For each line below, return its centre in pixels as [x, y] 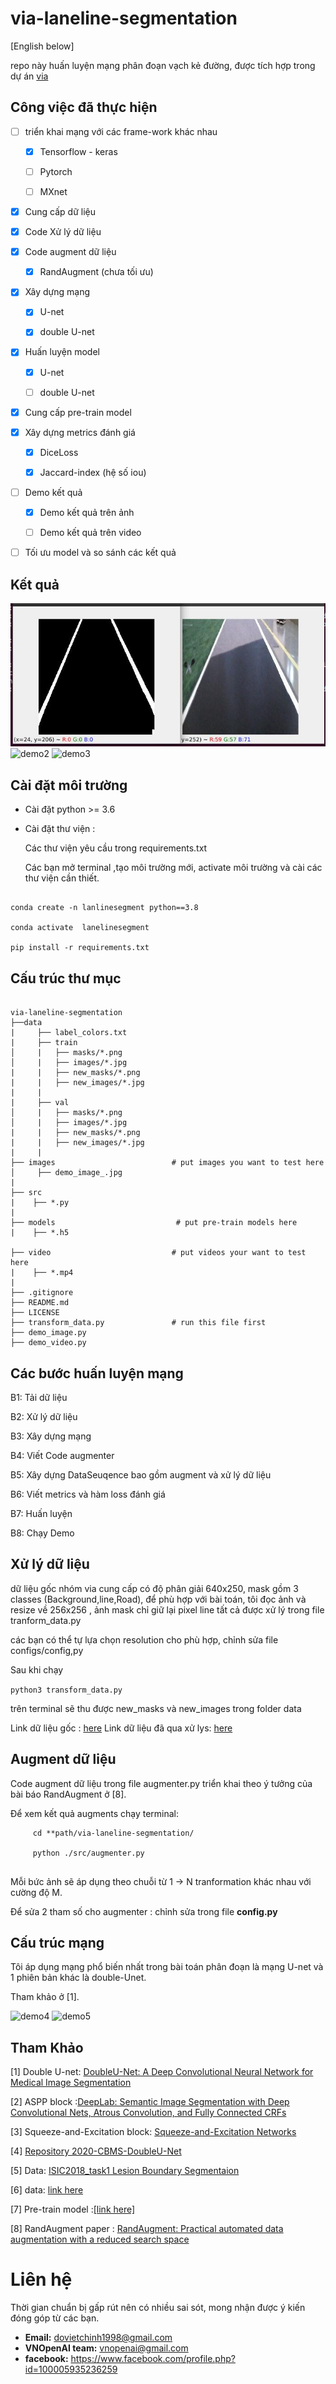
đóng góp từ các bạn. [55, 2318]
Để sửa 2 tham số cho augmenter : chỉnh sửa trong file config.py [144, 1911]
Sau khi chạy [37, 1669]
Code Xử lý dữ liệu [63, 232]
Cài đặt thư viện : [60, 829]
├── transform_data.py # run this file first [138, 1323]
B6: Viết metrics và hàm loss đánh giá [88, 1494]
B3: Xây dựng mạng [51, 1436]
